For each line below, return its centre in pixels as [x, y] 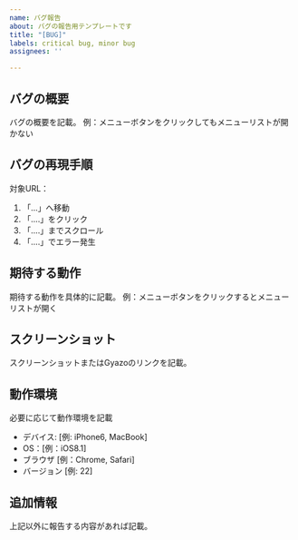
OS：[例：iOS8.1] [54, 448]
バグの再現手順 [51, 165]
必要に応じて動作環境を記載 [61, 417]
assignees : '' [36, 52]
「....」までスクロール [63, 230]
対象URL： [29, 188]
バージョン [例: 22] [58, 471]
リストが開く [33, 308]
